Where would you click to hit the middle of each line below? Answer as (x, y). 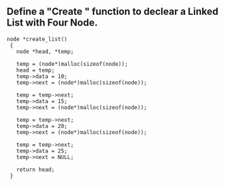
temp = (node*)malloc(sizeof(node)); (72, 64)
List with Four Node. (52, 23)
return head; (35, 170)
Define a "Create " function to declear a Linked (112, 12)
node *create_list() (37, 39)
